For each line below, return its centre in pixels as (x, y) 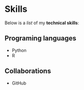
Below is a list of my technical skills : (42, 23)
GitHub (19, 83)
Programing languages (41, 38)
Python (19, 50)
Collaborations (28, 71)
